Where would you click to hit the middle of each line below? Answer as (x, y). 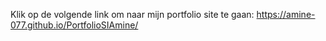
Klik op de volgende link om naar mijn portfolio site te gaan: (132, 14)
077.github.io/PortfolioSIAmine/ (74, 25)
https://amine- (286, 14)
